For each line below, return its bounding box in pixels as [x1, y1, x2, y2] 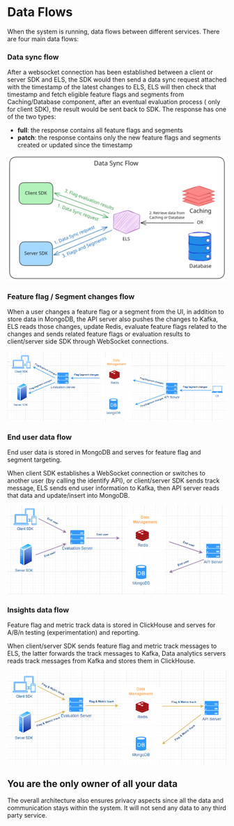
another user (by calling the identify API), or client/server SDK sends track [7, 476, 220, 485]
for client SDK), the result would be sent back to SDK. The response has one [7, 105, 226, 114]
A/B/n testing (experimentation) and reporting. [7, 628, 141, 637]
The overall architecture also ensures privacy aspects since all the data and [7, 797, 224, 805]
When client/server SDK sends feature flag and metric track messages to [7, 642, 217, 650]
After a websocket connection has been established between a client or [7, 68, 214, 77]
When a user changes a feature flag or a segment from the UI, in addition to [7, 307, 224, 316]
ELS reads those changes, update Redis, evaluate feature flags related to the [7, 322, 227, 330]
